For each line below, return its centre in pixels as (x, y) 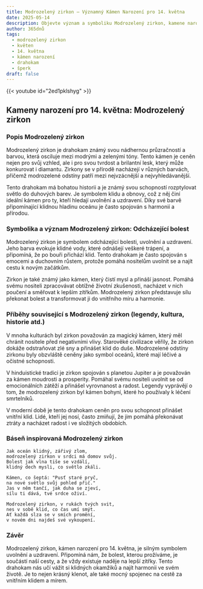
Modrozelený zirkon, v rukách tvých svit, (60, 504)
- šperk (21, 68)
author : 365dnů (25, 29)
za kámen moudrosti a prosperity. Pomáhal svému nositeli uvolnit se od (95, 379)
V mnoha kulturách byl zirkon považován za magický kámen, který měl (94, 335)
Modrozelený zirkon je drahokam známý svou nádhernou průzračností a (96, 150)
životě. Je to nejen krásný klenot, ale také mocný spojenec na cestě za (94, 574)
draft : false (23, 74)
